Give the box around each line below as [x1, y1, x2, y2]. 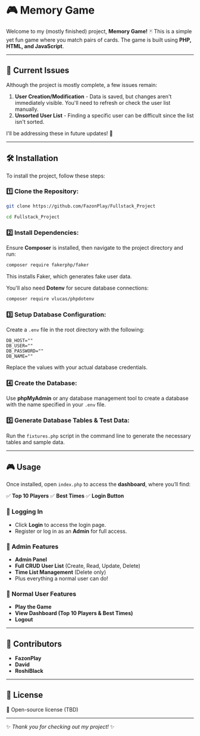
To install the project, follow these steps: [6, 172, 105, 179]
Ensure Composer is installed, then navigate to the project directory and [6, 244, 183, 251]
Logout [14, 616, 33, 623]
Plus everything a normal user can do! [14, 574, 108, 582]
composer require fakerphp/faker [6, 262, 89, 268]
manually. [14, 105, 39, 113]
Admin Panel [14, 555, 48, 563]
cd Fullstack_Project [6, 214, 60, 220]
